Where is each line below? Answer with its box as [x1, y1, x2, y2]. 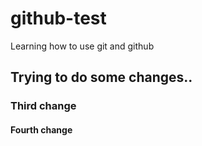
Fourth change [10, 123, 73, 136]
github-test [10, 7, 107, 30]
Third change [10, 99, 77, 113]
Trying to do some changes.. [10, 69, 193, 86]
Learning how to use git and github [10, 40, 155, 52]
